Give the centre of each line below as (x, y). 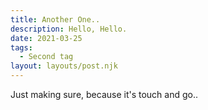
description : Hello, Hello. (69, 29)
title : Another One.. (55, 19)
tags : (21, 47)
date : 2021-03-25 (46, 38)
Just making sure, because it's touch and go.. (104, 94)
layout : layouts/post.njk (64, 66)
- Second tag (46, 57)
